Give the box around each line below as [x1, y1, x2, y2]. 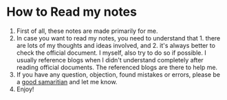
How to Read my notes [6, 4, 137, 20]
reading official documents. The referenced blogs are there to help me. [16, 63, 218, 71]
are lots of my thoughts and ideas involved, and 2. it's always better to [16, 41, 216, 49]
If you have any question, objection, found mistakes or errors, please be [16, 70, 221, 79]
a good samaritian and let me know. [16, 77, 118, 86]
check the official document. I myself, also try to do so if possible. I [16, 49, 207, 57]
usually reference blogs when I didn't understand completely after [16, 55, 204, 64]
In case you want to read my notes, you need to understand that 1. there [16, 34, 221, 42]
